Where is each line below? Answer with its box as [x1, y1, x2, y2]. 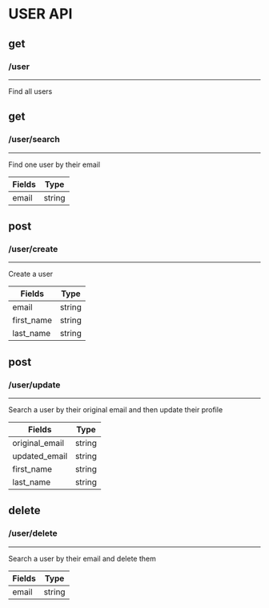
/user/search [8, 134, 60, 145]
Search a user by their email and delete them [8, 553, 156, 563]
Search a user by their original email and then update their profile [8, 404, 223, 414]
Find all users [8, 86, 53, 96]
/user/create [8, 243, 58, 254]
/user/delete [8, 528, 58, 539]
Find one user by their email [8, 160, 101, 169]
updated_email [12, 450, 68, 461]
